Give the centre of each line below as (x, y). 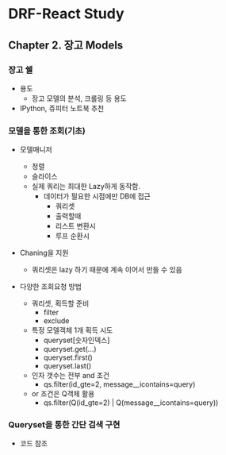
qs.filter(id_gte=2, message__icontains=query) (119, 384)
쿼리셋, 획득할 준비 (60, 303)
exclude (56, 321)
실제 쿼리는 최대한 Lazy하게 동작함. (86, 187)
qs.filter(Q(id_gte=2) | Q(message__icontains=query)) (131, 403)
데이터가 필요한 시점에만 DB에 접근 (97, 196)
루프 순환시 (72, 236)
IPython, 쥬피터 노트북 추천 (62, 108)
